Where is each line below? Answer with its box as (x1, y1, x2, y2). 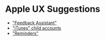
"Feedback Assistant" (12, 20, 57, 26)
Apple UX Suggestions (5, 3, 101, 15)
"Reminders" (12, 30, 39, 36)
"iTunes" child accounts (12, 25, 61, 31)
